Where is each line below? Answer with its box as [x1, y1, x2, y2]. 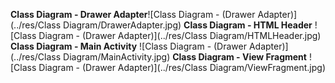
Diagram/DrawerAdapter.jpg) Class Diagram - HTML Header [63, 19, 313, 31]
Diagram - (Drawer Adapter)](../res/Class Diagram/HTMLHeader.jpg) [38, 30, 322, 41]
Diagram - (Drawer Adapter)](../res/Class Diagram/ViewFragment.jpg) [38, 62, 327, 73]
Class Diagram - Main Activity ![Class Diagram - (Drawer [10, 40, 247, 52]
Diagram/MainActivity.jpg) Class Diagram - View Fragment [63, 51, 307, 63]
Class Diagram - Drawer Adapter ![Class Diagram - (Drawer [10, 9, 256, 20]
